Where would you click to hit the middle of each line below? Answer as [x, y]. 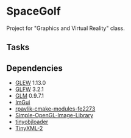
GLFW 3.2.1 [29, 89]
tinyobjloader [32, 122]
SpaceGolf [34, 11]
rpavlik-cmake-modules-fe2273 [55, 109]
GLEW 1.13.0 [30, 83]
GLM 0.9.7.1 [30, 96]
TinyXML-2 [29, 128]
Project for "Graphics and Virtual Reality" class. [65, 28]
